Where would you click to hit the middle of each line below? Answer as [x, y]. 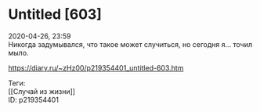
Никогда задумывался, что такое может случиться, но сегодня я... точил [130, 44]
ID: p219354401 [33, 99]
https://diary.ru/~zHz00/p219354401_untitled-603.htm [96, 67]
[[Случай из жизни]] [42, 91]
